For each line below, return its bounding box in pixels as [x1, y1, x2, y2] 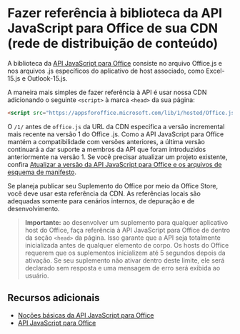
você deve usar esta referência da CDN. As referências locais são [7, 189, 201, 198]
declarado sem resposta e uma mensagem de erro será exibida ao [24, 263, 221, 272]
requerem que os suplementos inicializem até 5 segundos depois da [24, 248, 226, 257]
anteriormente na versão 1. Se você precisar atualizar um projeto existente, [7, 152, 228, 161]
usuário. [24, 271, 49, 280]
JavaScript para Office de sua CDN [7, 20, 218, 36]
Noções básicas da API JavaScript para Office [17, 310, 154, 319]
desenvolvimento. [7, 204, 60, 213]
